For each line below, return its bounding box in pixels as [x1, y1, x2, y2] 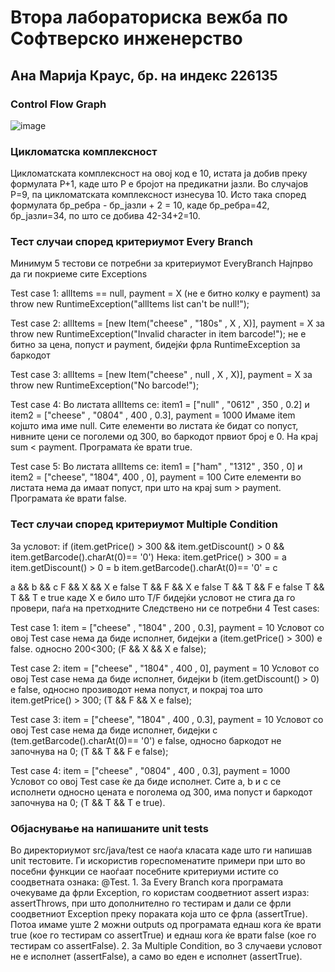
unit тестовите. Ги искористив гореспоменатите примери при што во [10, 855, 306, 867]
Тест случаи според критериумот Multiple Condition [10, 517, 279, 531]
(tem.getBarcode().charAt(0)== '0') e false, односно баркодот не [10, 734, 282, 746]
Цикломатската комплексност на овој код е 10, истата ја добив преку [10, 167, 308, 180]
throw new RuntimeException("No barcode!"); [10, 379, 200, 391]
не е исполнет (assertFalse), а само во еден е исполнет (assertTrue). [10, 951, 303, 963]
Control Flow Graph [10, 97, 107, 111]
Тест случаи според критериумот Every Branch [10, 235, 254, 249]
